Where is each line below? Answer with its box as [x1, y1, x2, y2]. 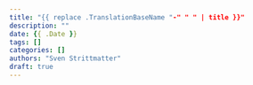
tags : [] [9, 37, 42, 47]
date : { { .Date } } [9, 29, 78, 38]
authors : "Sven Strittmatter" [9, 54, 122, 63]
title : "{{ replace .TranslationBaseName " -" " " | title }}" [9, 12, 245, 22]
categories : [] [9, 46, 66, 55]
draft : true [9, 63, 53, 72]
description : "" [9, 21, 69, 30]
